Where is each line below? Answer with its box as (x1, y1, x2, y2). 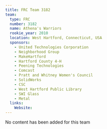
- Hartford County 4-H (14, 59, 62, 64)
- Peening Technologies (14, 63, 64, 68)
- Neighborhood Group (14, 49, 59, 54)
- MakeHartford (14, 54, 46, 59)
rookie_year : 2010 (10, 31, 49, 36)
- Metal (14, 96, 30, 101)
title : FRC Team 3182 (5, 7, 51, 13)
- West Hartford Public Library (14, 86, 82, 92)
